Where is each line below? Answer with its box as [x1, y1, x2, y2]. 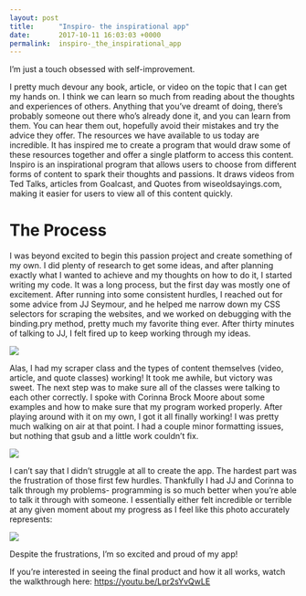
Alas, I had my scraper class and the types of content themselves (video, [9, 362, 284, 374]
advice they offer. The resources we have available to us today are [9, 130, 260, 141]
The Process [9, 220, 107, 241]
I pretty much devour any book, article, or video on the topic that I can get [9, 81, 288, 92]
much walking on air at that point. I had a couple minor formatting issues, [9, 421, 284, 432]
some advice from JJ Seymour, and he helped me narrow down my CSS [9, 298, 280, 310]
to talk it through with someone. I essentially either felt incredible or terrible [9, 495, 292, 506]
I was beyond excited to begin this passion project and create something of [9, 250, 293, 261]
